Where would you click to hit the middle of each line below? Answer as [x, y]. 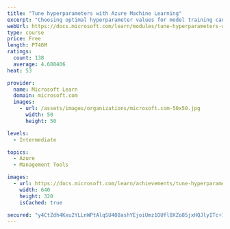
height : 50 [41, 121]
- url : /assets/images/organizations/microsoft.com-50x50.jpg [110, 109]
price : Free [24, 39]
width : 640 [35, 190]
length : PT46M [27, 45]
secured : [20, 215]
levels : [18, 133]
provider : [21, 83]
